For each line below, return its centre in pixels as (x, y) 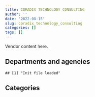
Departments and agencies (47, 62)
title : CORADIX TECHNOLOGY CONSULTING (45, 10)
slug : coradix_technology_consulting (44, 23)
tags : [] (14, 32)
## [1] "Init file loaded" (33, 73)
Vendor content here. (27, 46)
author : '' (16, 14)
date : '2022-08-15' (25, 19)
